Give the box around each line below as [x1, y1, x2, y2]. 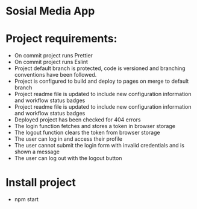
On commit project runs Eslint [14, 59, 89, 66]
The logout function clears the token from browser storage [14, 129, 160, 137]
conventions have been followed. [14, 71, 97, 79]
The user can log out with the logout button [14, 155, 122, 162]
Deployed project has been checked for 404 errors [14, 116, 141, 123]
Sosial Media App [5, 4, 95, 18]
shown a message [14, 148, 60, 155]
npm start [14, 196, 39, 203]
